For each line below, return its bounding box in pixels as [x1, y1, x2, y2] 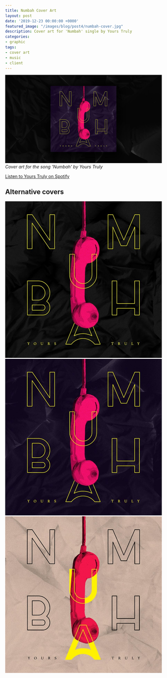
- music [5, 55, 21, 60]
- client [5, 60, 23, 66]
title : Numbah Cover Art [5, 8, 57, 13]
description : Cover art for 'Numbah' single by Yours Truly [5, 29, 133, 34]
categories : [5, 34, 30, 39]
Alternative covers [5, 188, 64, 196]
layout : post [5, 13, 32, 18]
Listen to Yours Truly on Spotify [5, 173, 70, 179]
